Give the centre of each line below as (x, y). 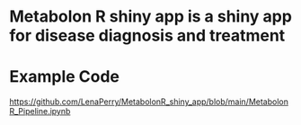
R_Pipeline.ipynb (40, 112)
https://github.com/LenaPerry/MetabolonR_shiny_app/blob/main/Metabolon (149, 102)
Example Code (64, 77)
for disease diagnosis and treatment (147, 36)
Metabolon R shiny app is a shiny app (150, 17)
